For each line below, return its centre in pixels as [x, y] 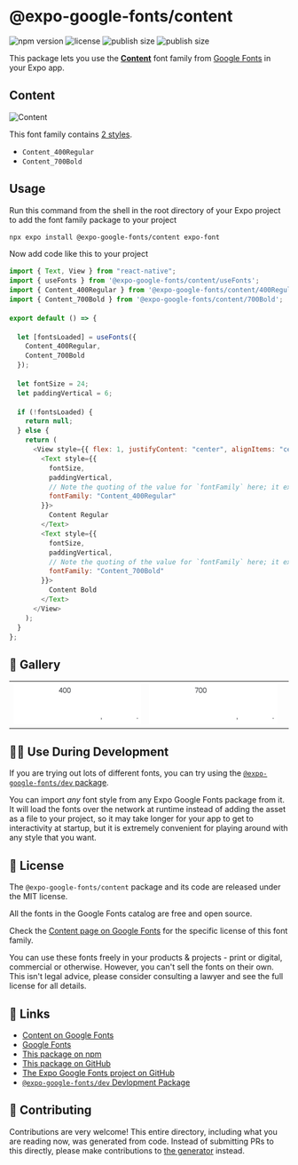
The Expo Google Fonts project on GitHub [98, 1073]
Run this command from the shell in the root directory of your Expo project [145, 210]
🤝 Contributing [51, 1110]
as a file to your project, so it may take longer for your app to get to [132, 818]
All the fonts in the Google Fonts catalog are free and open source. [131, 914]
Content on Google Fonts [68, 1035]
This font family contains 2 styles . [71, 134]
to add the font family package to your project [93, 219]
